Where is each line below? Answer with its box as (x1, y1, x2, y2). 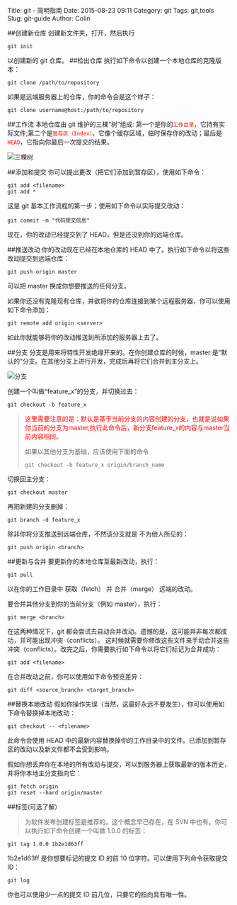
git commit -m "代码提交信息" (7, 217, 90, 224)
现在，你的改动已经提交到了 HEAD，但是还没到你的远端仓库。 (7, 230, 187, 239)
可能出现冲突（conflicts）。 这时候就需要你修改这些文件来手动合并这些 (25, 636, 230, 644)
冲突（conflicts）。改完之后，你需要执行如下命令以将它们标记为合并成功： (7, 645, 221, 653)
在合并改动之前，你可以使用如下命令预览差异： (7, 673, 144, 680)
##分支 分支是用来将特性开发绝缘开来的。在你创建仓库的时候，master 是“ (7, 348, 221, 356)
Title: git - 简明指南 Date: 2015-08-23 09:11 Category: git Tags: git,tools (7, 6, 214, 14)
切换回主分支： (7, 475, 51, 483)
